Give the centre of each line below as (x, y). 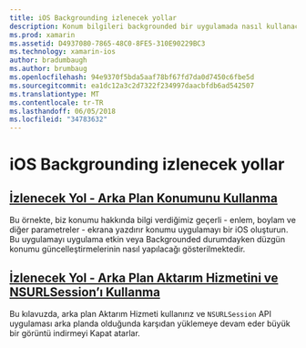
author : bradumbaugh (49, 60)
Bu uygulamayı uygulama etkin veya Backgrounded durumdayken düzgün (147, 240)
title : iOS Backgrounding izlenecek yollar (93, 18)
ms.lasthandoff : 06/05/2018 (63, 111)
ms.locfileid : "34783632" (58, 119)
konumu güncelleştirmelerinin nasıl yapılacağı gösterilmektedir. (127, 249)
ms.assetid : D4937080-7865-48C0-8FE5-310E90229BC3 (107, 43)
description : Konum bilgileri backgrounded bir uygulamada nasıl (136, 26)
